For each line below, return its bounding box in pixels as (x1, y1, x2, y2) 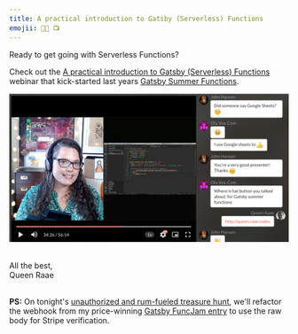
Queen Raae (9, 270, 55, 281)
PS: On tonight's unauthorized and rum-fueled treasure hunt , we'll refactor (9, 297, 282, 307)
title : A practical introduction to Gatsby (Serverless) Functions (9, 14, 264, 23)
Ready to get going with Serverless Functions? (9, 49, 179, 59)
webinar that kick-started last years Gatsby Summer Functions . (9, 75, 239, 86)
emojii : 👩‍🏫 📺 (9, 23, 60, 33)
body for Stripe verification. (9, 315, 110, 326)
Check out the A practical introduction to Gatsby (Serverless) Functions (9, 66, 271, 77)
